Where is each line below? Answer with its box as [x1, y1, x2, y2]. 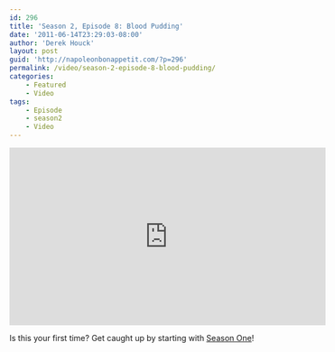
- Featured [25, 80, 67, 89]
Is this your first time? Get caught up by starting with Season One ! [9, 333, 255, 343]
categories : [9, 72, 54, 81]
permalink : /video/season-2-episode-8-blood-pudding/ [9, 64, 217, 73]
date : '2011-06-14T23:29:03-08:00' [9, 30, 144, 39]
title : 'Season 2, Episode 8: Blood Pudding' [9, 22, 183, 31]
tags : [9, 97, 30, 107]
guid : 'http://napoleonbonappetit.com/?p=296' [9, 55, 188, 64]
